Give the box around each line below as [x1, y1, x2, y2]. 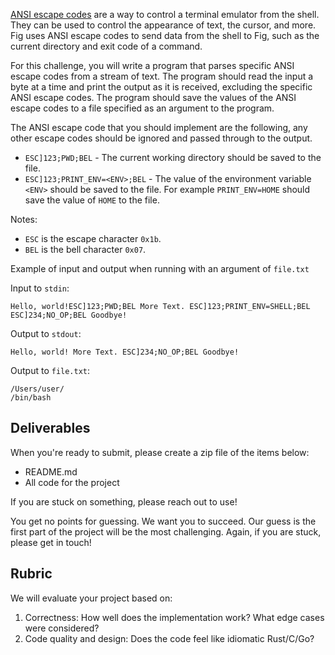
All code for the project [24, 476, 120, 488]
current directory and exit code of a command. [10, 40, 203, 52]
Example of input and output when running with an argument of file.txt [10, 263, 310, 274]
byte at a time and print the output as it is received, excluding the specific [10, 81, 313, 93]
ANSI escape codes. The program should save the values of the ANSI [10, 92, 297, 103]
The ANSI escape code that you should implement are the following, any [10, 122, 308, 133]
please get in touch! [10, 536, 92, 548]
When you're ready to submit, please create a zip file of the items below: [10, 446, 310, 458]
